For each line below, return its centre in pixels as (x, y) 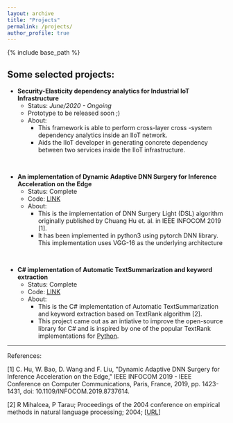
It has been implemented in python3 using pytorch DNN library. (128, 235)
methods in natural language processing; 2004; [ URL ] (84, 412)
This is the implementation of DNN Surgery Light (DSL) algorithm (130, 214)
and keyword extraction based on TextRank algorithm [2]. (120, 314)
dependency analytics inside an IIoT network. (103, 135)
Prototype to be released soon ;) (74, 113)
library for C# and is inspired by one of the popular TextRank (124, 329)
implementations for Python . (78, 336)
